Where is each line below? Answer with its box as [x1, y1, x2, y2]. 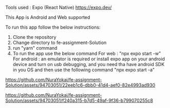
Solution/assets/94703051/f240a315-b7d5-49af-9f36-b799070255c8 [5, 97, 153, 103]
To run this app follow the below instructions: [5, 24, 101, 30]
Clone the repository [12, 34, 56, 40]
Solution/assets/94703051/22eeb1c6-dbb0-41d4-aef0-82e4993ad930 [5, 82, 156, 88]
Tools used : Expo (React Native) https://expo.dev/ [5, 5, 112, 10]
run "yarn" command [12, 45, 58, 51]
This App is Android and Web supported [5, 14, 90, 20]
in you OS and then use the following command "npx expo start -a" [12, 67, 155, 73]
